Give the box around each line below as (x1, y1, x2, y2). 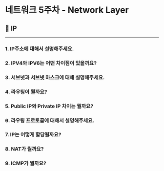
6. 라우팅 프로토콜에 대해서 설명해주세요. (5, 117, 94, 124)
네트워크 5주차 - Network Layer (5, 4, 129, 16)
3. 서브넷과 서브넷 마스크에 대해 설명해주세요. (5, 74, 105, 81)
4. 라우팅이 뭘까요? (5, 88, 47, 95)
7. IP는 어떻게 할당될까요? (5, 131, 61, 138)
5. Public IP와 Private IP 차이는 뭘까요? (5, 103, 94, 109)
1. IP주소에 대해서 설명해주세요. (5, 45, 74, 52)
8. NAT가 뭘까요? (5, 146, 44, 152)
